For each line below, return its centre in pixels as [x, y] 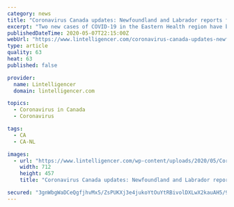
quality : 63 [24, 53]
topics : [18, 104]
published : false [32, 65]
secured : [20, 192]
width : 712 [36, 167]
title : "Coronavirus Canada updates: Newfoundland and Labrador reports [115, 20]
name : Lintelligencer [45, 84]
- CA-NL [25, 142]
